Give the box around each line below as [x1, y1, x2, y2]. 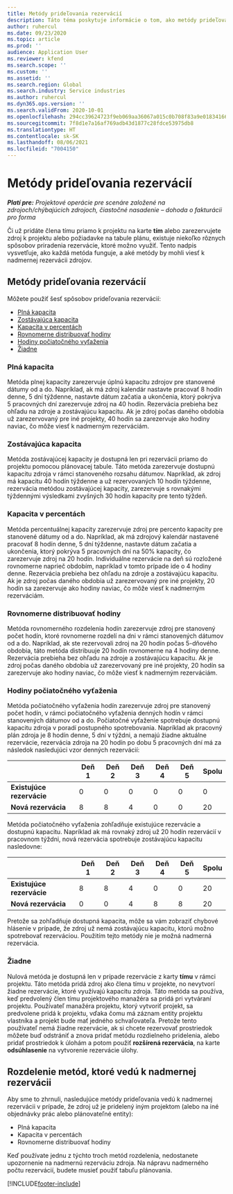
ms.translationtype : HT [7, 126, 76, 133]
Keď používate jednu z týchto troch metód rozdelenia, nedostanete [7, 1152, 199, 1160]
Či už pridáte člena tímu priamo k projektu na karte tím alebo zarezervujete [7, 226, 222, 234]
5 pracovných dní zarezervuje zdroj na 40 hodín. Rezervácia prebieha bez [7, 400, 218, 408]
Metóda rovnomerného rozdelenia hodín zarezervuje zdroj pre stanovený [7, 624, 216, 632]
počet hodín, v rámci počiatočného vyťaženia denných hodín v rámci [7, 709, 203, 718]
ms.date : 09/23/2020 [7, 29, 67, 37]
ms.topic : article [7, 36, 60, 43]
